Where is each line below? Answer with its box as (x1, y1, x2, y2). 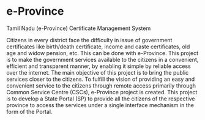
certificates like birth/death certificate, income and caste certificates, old (6, 43, 190, 50)
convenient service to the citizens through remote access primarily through (6, 81, 196, 89)
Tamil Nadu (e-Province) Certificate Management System (6, 24, 151, 32)
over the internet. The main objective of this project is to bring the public (6, 69, 189, 76)
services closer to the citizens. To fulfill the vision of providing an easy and (6, 75, 195, 83)
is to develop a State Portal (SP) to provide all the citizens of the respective (6, 95, 195, 102)
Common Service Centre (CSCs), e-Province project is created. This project (6, 88, 198, 96)
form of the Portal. (6, 108, 53, 115)
